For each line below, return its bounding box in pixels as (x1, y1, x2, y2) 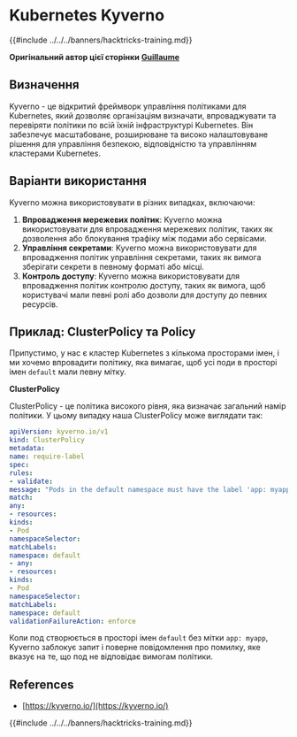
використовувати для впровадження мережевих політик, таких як (21, 223, 273, 234)
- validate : (9, 477, 53, 486)
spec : (9, 460, 29, 469)
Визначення (9, 77, 80, 93)
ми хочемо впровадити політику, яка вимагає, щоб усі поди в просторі (9, 357, 278, 368)
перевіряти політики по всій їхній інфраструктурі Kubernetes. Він (9, 119, 254, 130)
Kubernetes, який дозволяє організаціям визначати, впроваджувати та (9, 110, 277, 120)
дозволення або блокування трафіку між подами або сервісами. (21, 233, 267, 243)
